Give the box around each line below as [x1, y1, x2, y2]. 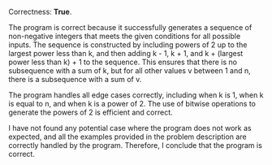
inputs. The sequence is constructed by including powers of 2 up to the [8, 40, 248, 50]
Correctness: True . [8, 7, 72, 16]
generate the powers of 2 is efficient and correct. [8, 107, 173, 117]
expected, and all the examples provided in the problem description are [8, 132, 247, 141]
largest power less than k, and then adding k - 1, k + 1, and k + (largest [8, 49, 244, 58]
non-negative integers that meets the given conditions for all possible [8, 32, 241, 41]
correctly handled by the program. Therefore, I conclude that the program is [8, 141, 262, 150]
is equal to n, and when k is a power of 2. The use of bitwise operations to [8, 99, 256, 108]
